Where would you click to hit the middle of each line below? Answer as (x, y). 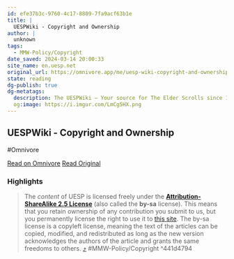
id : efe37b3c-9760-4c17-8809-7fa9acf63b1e (70, 14)
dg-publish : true (32, 85)
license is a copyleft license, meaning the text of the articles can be (121, 226)
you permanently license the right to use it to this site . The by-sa (117, 219)
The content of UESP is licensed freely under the (94, 196)
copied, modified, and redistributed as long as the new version (114, 233)
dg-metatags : (26, 91)
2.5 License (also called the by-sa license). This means (138, 204)
